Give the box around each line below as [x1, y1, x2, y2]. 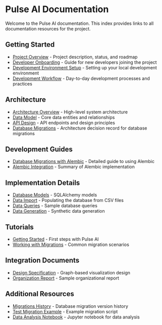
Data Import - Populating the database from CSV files [12, 197, 124, 204]
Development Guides [5, 145, 73, 153]
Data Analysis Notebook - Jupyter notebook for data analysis [12, 314, 140, 320]
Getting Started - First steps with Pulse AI [12, 236, 99, 242]
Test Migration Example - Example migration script [12, 308, 118, 314]
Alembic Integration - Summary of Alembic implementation [12, 164, 135, 170]
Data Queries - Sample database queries [12, 202, 97, 209]
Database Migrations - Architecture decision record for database [12, 125, 147, 131]
